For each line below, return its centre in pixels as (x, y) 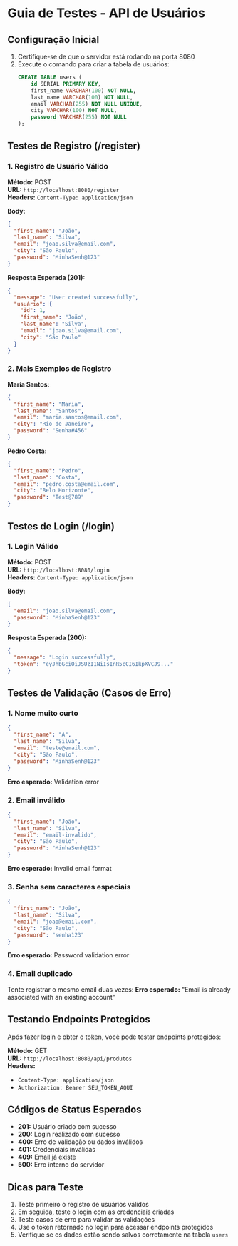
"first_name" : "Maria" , (49, 404)
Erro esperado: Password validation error (68, 955)
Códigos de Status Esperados (74, 1109)
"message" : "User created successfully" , (76, 297)
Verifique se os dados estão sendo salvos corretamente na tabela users (123, 1235)
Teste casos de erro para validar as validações (86, 1220)
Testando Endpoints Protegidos (79, 1020)
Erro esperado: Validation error (53, 782)
